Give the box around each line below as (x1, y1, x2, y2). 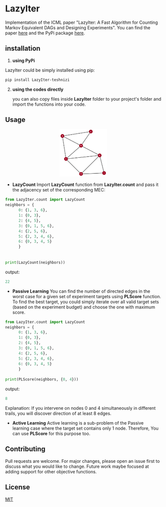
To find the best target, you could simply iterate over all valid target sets (12, 299, 160, 305)
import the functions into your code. (12, 101, 86, 107)
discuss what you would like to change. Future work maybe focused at (5, 463, 149, 469)
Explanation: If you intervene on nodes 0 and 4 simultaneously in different (5, 405, 156, 411)
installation (5, 44, 41, 53)
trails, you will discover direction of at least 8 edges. (5, 410, 111, 417)
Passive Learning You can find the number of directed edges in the (12, 288, 150, 294)
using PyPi (12, 58, 35, 63)
